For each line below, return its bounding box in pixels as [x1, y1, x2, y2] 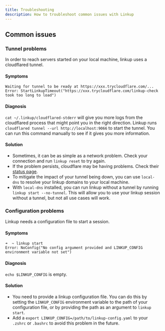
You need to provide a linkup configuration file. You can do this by [12, 294, 147, 300]
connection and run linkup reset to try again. [12, 158, 106, 164]
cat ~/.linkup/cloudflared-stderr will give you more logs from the [5, 114, 143, 120]
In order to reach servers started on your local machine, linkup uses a [5, 57, 147, 63]
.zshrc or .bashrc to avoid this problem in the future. [12, 320, 120, 326]
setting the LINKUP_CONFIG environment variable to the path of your [12, 299, 148, 305]
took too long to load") [5, 93, 56, 98]
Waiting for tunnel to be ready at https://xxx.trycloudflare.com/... [5, 84, 154, 89]
